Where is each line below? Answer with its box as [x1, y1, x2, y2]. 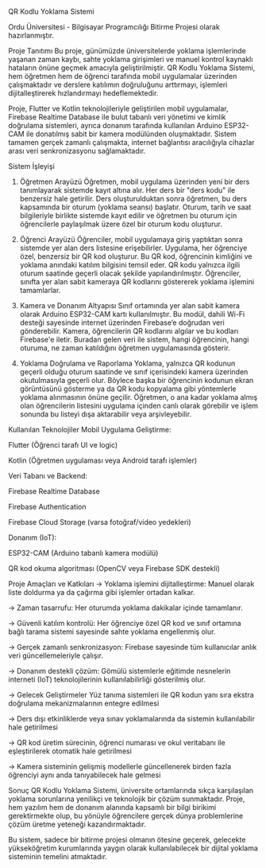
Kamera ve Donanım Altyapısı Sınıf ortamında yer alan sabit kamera [19, 301, 241, 310]
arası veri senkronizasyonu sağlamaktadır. [8, 147, 146, 155]
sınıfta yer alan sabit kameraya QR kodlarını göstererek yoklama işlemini [19, 277, 255, 286]
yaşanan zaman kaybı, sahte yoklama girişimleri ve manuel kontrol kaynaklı [8, 55, 253, 64]
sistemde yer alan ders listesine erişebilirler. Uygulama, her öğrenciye [19, 243, 248, 252]
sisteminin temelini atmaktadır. [8, 852, 107, 861]
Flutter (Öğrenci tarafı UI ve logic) [8, 440, 118, 449]
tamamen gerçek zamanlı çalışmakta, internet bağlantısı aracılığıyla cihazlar [8, 138, 256, 147]
